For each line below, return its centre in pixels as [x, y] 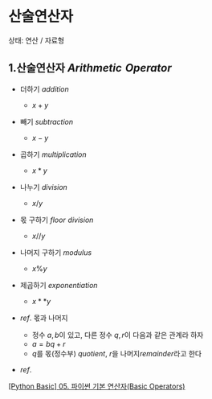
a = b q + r [49, 343]
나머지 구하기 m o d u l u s [56, 252]
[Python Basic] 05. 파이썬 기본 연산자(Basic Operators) [97, 386]
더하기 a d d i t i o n [45, 88]
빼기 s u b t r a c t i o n [47, 121]
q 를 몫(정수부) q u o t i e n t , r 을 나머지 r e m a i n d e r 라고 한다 [117, 353]
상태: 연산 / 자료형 [37, 40]
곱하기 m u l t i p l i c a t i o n [53, 154]
